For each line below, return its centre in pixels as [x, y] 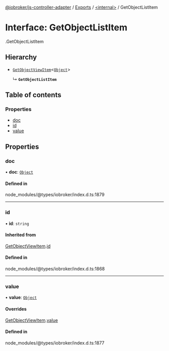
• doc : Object [19, 172]
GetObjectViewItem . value [32, 320]
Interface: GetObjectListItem [66, 28]
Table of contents [33, 95]
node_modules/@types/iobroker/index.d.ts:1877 [55, 343]
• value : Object [21, 297]
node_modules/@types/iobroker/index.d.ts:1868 [55, 269]
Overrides [16, 309]
